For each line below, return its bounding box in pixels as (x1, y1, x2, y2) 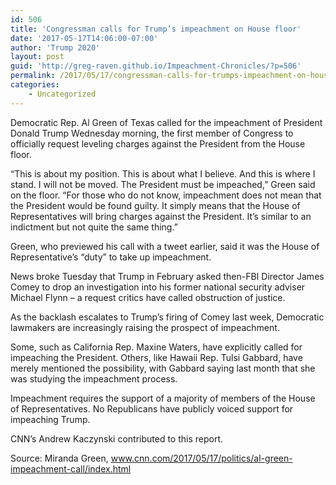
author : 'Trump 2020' (10, 42, 101, 53)
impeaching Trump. (10, 413, 91, 425)
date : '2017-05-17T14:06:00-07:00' (10, 33, 159, 43)
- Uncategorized (28, 89, 97, 99)
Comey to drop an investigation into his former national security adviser (10, 281, 306, 293)
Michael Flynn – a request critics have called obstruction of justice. (10, 291, 286, 303)
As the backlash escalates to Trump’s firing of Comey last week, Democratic (10, 311, 325, 323)
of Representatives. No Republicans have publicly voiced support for (10, 402, 294, 415)
